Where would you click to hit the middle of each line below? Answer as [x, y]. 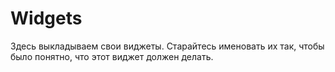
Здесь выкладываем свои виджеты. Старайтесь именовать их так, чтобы [167, 46]
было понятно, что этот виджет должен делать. [112, 56]
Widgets [46, 18]
